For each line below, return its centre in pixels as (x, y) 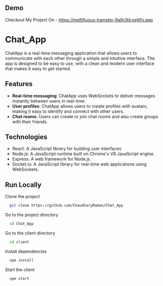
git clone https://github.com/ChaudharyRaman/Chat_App (66, 205)
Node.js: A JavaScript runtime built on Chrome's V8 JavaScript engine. (83, 154)
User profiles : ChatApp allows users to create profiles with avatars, (80, 106)
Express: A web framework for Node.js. (51, 159)
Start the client (20, 269)
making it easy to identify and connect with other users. (68, 111)
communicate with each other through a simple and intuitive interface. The (80, 58)
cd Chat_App (22, 224)
